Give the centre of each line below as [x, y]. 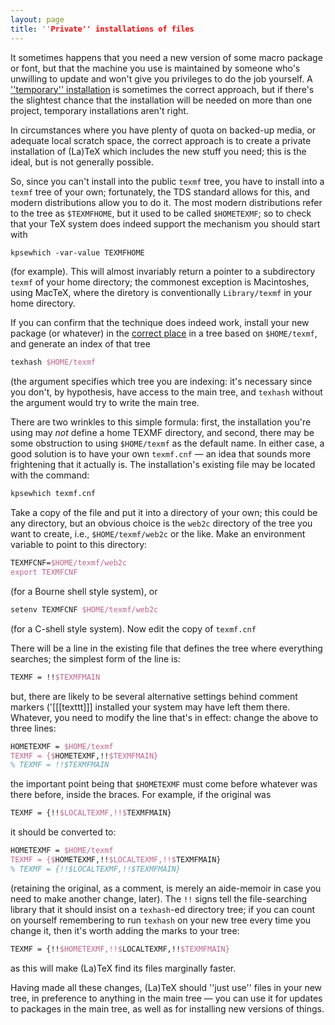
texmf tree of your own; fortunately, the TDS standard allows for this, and [160, 192]
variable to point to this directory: [79, 545]
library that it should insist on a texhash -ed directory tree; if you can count [162, 909]
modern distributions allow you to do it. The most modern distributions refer [166, 202]
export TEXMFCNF [44, 572]
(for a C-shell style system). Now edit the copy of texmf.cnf [133, 628]
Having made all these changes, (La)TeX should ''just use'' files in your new [166, 987]
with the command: [50, 475]
